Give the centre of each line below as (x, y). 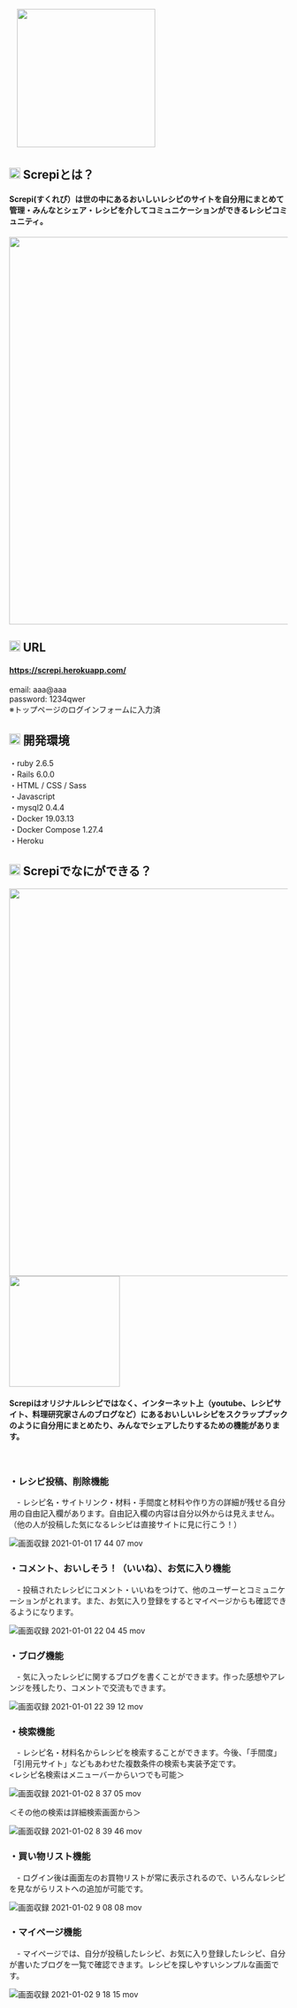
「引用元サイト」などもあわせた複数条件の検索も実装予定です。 (125, 1764)
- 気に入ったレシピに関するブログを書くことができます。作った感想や (143, 1676)
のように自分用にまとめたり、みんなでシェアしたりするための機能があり (141, 1425)
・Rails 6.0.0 (32, 774)
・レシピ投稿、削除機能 (59, 1481)
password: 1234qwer (47, 699)
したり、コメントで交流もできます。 (105, 1687)
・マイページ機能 (46, 1933)
